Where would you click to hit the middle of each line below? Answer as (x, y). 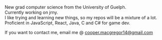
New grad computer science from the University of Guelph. (66, 7)
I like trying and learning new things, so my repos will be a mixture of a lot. (81, 18)
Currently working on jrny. (31, 12)
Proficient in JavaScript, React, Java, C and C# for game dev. (68, 23)
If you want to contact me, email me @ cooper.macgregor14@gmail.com (79, 32)
